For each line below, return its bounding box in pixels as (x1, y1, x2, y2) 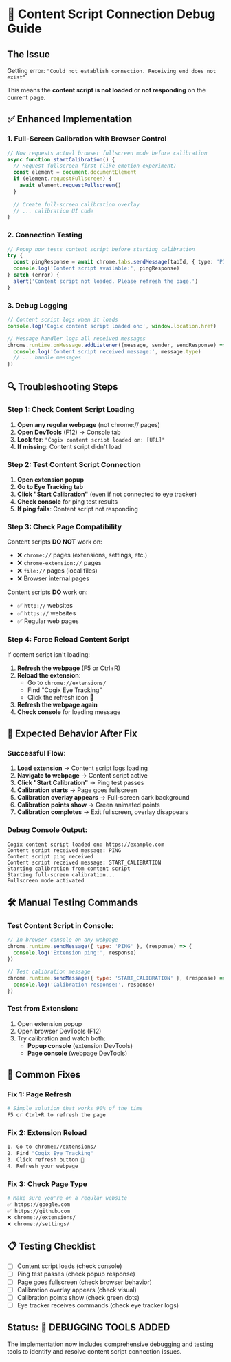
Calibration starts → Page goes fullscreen (16, 786, 137, 794)
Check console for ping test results (16, 497, 118, 506)
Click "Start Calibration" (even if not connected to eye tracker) (16, 490, 197, 499)
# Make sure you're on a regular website (7, 1195, 128, 1202)
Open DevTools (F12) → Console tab (16, 428, 122, 436)
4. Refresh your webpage (7, 1163, 78, 1170)
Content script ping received (7, 853, 94, 860)
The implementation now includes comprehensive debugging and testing (7, 1340, 214, 1348)
